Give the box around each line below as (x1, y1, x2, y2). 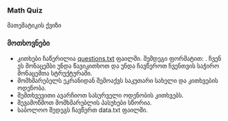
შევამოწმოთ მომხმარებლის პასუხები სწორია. (17, 98, 152, 106)
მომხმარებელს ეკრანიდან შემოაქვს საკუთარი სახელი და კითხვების (17, 76, 219, 84)
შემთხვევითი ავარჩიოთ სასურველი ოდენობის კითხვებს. (17, 91, 184, 99)
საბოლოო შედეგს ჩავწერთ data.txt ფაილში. (17, 106, 149, 114)
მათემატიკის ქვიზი (7, 21, 62, 30)
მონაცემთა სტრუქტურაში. (17, 68, 93, 77)
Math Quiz (7, 6, 43, 15)
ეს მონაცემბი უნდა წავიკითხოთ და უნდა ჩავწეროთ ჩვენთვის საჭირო (17, 62, 220, 70)
